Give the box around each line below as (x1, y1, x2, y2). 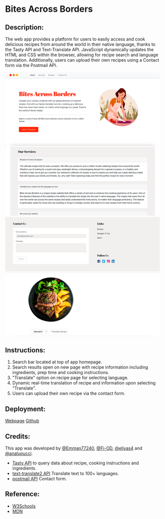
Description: (5, 23, 44, 32)
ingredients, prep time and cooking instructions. (12, 370, 110, 376)
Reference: (5, 490, 40, 498)
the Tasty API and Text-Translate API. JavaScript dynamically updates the (5, 47, 154, 52)
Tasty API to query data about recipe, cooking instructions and (12, 460, 139, 466)
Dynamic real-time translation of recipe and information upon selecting (12, 380, 156, 386)
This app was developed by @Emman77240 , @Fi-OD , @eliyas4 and (5, 445, 142, 451)
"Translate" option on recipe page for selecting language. (12, 375, 129, 381)
